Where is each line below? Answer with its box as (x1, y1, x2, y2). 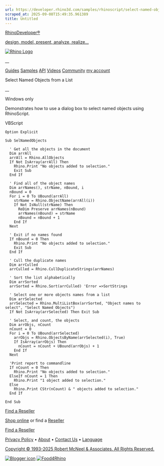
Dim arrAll (9, 151, 32, 156)
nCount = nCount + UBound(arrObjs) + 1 (18, 344, 99, 349)
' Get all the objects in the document (9, 147, 91, 152)
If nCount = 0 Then (9, 365, 49, 370)
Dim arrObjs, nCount (9, 323, 51, 327)
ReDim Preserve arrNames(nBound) (18, 207, 86, 212)
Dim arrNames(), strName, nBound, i (9, 186, 84, 190)
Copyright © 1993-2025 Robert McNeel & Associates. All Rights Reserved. (5, 446, 155, 452)
